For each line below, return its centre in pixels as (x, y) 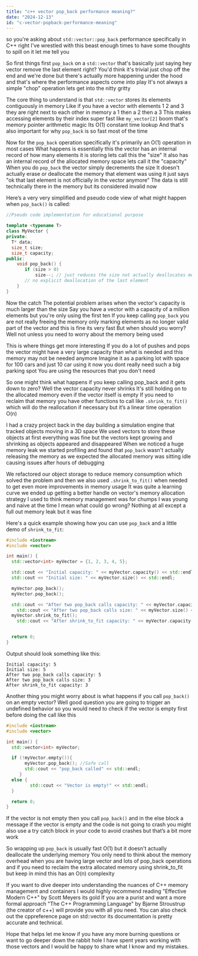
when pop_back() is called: (38, 204)
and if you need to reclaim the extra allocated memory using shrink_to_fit (95, 867)
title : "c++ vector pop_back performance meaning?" (71, 12)
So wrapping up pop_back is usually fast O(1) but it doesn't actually (86, 849)
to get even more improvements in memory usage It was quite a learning (94, 486)
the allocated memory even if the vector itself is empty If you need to (90, 394)
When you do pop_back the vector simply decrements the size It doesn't (93, 168)
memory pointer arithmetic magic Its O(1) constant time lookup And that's (95, 125)
